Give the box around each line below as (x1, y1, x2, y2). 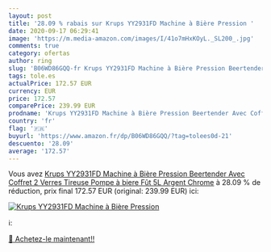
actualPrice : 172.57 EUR (8, 79, 92, 87)
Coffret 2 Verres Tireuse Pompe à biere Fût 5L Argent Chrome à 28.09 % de (8, 178, 261, 187)
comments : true (8, 42, 60, 50)
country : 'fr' (8, 117, 56, 125)
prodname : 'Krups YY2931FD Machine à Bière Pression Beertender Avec (8, 110, 248, 118)
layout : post (8, 11, 52, 20)
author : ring (8, 57, 52, 65)
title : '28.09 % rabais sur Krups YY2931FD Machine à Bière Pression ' (8, 19, 254, 27)
